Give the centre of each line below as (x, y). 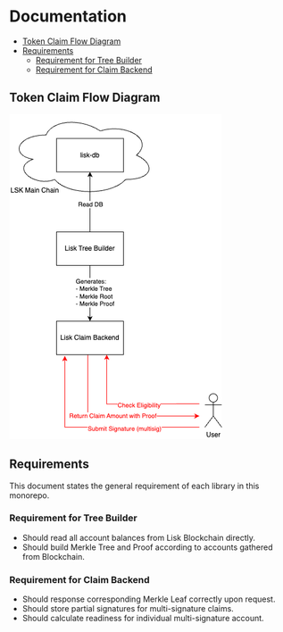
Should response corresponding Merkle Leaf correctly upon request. (149, 599)
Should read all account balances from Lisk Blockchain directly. (139, 537)
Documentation (68, 17)
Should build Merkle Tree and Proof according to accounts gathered (147, 547)
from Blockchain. (53, 556)
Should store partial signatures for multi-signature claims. (128, 609)
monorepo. (29, 495)
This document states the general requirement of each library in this (134, 486)
